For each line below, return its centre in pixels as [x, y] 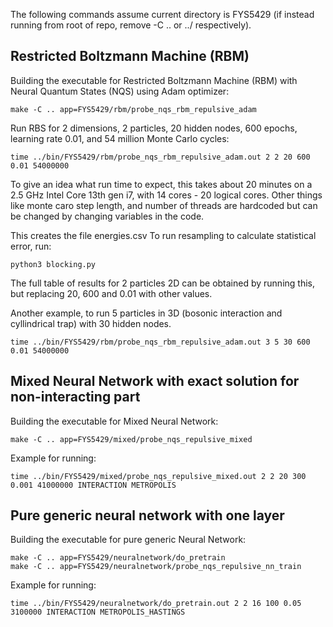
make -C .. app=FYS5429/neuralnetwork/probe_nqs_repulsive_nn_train [156, 567]
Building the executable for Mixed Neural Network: [114, 421]
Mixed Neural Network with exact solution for [155, 381]
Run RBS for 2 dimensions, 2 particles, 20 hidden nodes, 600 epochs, [154, 128]
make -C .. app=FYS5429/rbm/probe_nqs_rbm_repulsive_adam [133, 109]
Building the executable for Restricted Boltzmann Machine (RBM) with [154, 80]
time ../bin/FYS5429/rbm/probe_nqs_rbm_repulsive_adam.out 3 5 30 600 [160, 342]
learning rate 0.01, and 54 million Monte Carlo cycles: [120, 138]
